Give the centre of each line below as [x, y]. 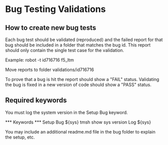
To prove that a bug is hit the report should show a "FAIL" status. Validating [82, 79]
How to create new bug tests [51, 28]
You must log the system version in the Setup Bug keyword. [67, 112]
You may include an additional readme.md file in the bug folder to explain [80, 131]
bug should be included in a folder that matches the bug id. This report [78, 45]
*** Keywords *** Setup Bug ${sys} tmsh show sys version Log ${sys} [78, 122]
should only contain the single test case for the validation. [64, 50]
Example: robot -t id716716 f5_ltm [39, 60]
